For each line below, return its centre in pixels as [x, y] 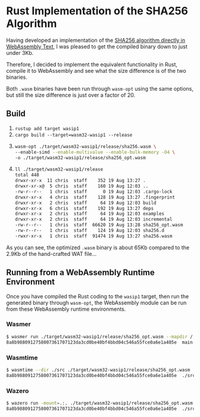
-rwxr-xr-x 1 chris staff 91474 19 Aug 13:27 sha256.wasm [93, 236]
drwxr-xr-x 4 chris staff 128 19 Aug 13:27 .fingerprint [95, 197]
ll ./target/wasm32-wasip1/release [59, 169]
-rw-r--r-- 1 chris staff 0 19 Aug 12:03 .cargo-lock [93, 191]
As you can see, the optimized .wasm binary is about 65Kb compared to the [98, 247]
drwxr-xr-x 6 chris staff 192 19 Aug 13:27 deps [84, 208]
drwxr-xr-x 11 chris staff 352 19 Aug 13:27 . [80, 181]
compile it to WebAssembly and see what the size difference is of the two [96, 70]
